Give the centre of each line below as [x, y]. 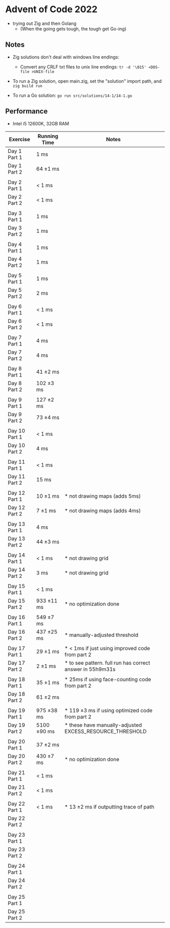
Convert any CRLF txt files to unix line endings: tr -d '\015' [83, 66]
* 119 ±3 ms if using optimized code [109, 710]
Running [48, 136]
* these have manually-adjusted [103, 725]
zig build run [27, 86]
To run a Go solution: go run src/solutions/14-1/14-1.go [72, 95]
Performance [27, 111]
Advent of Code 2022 [51, 9]
